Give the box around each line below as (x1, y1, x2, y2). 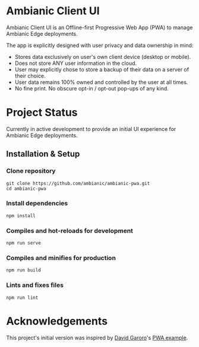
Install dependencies (6, 199, 68, 208)
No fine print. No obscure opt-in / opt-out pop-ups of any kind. (14, 85, 169, 92)
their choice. (14, 72, 46, 79)
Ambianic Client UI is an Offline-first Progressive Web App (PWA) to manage (6, 24, 193, 31)
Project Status (6, 106, 78, 120)
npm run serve (6, 240, 42, 246)
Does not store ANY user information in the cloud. (14, 60, 137, 67)
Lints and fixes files (6, 281, 64, 289)
